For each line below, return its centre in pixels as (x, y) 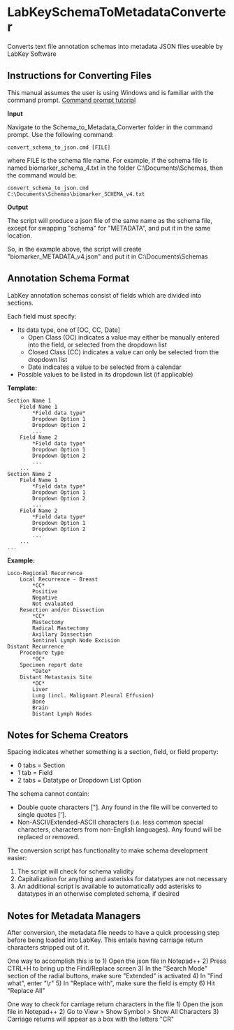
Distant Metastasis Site (56, 677)
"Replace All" (26, 991)
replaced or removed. (49, 837)
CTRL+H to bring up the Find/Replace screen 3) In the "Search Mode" (108, 969)
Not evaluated (53, 604)
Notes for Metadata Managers (74, 916)
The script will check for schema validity (75, 871)
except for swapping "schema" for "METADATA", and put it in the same (109, 228)
